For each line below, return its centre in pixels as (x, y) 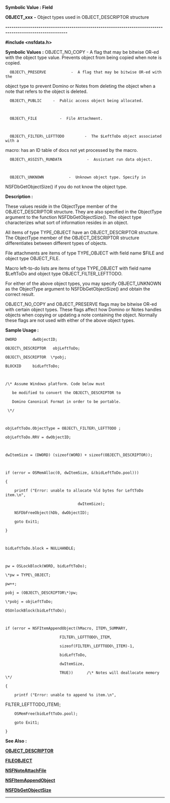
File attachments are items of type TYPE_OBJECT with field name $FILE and (84, 253)
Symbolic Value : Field (29, 7)
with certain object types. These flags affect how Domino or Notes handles (83, 310)
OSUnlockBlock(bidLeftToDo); (36, 611)
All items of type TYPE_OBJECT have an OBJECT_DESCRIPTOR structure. (82, 232)
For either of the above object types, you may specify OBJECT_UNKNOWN (83, 283)
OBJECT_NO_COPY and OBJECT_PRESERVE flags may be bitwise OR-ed (81, 304)
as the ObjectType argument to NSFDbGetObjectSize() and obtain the (78, 289)
